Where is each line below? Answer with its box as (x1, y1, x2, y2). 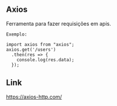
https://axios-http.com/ (6, 93, 63, 100)
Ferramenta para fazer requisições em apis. (6, 20, 111, 27)
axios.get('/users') (6, 47, 57, 52)
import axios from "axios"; (6, 41, 75, 47)
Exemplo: (6, 31, 27, 37)
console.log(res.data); (16, 56, 75, 63)
